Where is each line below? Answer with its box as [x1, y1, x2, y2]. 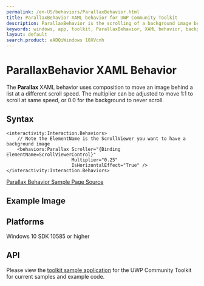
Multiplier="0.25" [71, 156, 118, 163]
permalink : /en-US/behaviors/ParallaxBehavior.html [6, 9, 140, 15]
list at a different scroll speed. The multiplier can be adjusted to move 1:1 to [6, 89, 193, 97]
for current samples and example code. [6, 273, 105, 280]
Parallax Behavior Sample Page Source [6, 178, 104, 186]
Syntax [6, 114, 34, 125]
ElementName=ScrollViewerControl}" [6, 152, 97, 158]
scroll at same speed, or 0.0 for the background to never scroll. [6, 96, 164, 103]
